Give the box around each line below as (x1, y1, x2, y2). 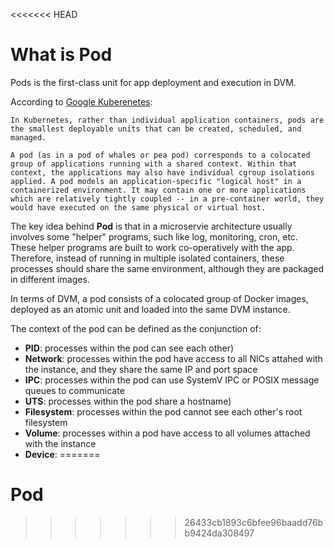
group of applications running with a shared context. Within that (10, 159, 298, 169)
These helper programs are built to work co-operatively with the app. (10, 241, 295, 253)
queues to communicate (24, 384, 125, 396)
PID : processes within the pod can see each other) (24, 342, 235, 354)
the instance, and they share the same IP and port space (24, 363, 258, 375)
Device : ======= (24, 448, 101, 460)
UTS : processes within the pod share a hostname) (24, 395, 232, 407)
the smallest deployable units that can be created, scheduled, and (10, 124, 302, 134)
